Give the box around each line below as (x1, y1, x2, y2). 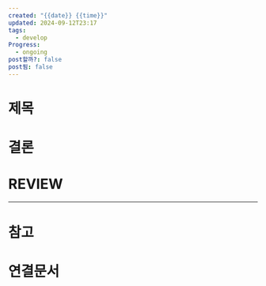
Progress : (8, 41, 41, 49)
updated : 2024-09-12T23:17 (8, 19, 97, 27)
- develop (15, 33, 47, 42)
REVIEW (8, 175, 63, 194)
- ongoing (15, 48, 47, 56)
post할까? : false (8, 56, 62, 64)
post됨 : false (8, 63, 53, 71)
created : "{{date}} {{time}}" (8, 11, 108, 20)
